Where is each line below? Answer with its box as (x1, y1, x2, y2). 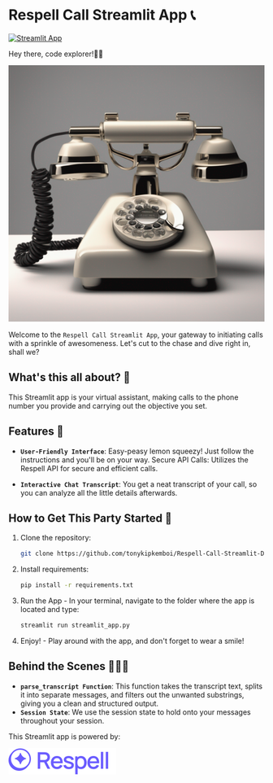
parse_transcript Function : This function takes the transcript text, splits (19, 681, 263, 691)
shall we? (8, 347, 40, 357)
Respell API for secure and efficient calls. (19, 463, 158, 473)
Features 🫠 (8, 425, 64, 439)
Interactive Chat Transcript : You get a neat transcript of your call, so (19, 479, 258, 489)
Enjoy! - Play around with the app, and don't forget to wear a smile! (19, 636, 245, 645)
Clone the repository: (19, 533, 92, 543)
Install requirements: (19, 564, 89, 575)
